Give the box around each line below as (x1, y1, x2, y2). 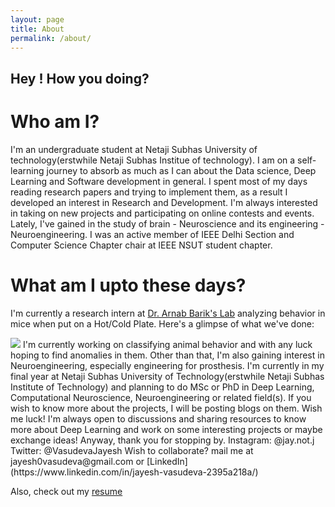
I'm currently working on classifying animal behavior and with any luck (22, 338, 313, 350)
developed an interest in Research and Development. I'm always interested (10, 196, 318, 208)
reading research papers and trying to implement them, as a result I (10, 186, 288, 198)
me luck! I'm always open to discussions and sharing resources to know (10, 412, 307, 425)
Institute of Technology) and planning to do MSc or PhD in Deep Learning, (10, 381, 315, 393)
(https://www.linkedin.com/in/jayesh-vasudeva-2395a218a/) (10, 466, 259, 478)
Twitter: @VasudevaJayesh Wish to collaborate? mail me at (10, 444, 254, 456)
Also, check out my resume (10, 485, 123, 497)
